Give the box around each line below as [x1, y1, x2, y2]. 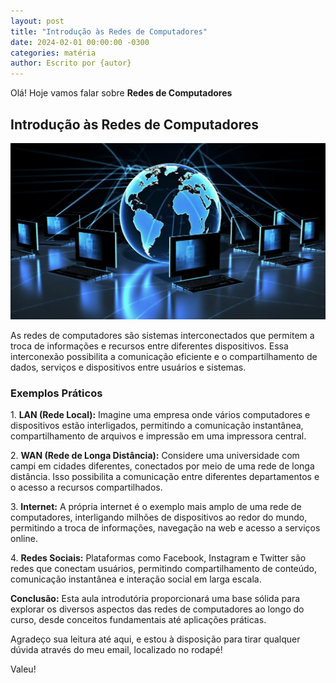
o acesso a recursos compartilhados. [10, 481, 163, 494]
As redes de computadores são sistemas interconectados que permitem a [10, 329, 315, 341]
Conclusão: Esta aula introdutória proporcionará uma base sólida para [10, 593, 301, 605]
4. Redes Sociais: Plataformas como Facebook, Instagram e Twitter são [10, 552, 307, 564]
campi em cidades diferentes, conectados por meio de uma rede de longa [10, 460, 315, 472]
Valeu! [10, 663, 37, 675]
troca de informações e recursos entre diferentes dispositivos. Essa [10, 340, 289, 352]
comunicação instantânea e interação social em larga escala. [10, 573, 262, 585]
